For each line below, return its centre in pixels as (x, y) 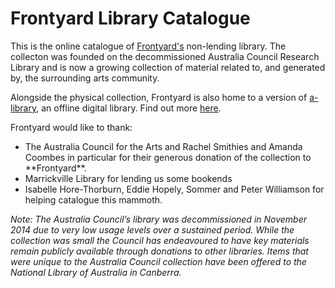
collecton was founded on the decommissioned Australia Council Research (165, 56)
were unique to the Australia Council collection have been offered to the (158, 261)
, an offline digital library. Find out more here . (129, 108)
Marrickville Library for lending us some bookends (128, 178)
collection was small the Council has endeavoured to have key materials (160, 240)
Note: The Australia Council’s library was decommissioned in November (159, 219)
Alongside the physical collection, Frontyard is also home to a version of (159, 97)
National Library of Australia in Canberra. (96, 272)
